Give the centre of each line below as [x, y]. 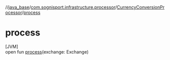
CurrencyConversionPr [141, 7]
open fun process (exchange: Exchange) [47, 51]
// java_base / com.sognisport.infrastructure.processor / [61, 7]
